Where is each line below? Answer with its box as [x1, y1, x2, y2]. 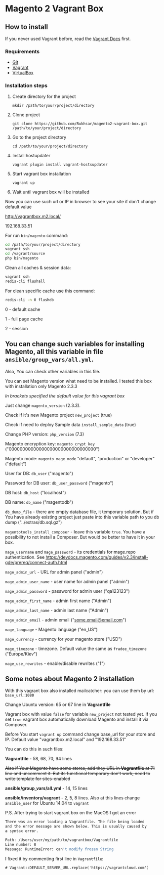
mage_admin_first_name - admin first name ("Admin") [5, 598, 112, 604]
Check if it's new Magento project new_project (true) [5, 412, 112, 418]
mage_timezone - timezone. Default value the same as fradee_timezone [5, 646, 147, 652]
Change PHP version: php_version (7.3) [5, 431, 84, 437]
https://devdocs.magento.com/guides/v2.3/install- [45, 554, 148, 560]
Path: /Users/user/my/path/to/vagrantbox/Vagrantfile [5, 837, 119, 842]
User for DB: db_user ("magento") [5, 470, 73, 476]
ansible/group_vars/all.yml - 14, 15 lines [5, 786, 88, 791]
